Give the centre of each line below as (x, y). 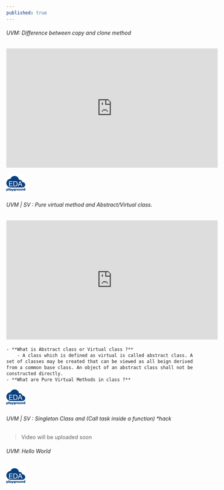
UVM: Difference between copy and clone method (69, 33)
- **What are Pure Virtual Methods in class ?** (69, 380)
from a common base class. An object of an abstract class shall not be (100, 368)
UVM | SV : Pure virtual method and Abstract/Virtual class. (79, 205)
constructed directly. (35, 374)
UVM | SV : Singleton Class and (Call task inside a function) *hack (89, 419)
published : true (27, 13)
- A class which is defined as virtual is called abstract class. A (105, 356)
